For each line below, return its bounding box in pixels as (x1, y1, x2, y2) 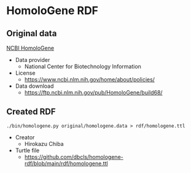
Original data (6, 28, 57, 39)
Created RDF (6, 107, 56, 117)
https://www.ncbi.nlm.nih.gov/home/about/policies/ (24, 76, 155, 83)
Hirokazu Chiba (24, 140, 64, 147)
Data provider (15, 56, 50, 63)
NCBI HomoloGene (6, 44, 54, 52)
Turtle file (15, 147, 40, 154)
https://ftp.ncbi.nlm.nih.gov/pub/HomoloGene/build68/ (24, 89, 163, 96)
